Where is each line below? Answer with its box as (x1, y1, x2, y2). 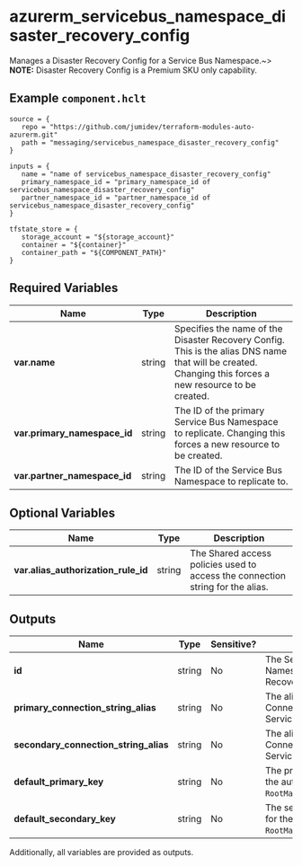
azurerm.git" (9, 130, 58, 139)
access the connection (190, 570, 286, 582)
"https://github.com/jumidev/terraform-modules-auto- (49, 122, 255, 131)
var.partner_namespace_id (13, 469, 132, 482)
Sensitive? (210, 638, 257, 650)
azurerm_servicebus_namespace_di (9, 6, 286, 27)
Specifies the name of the (173, 322, 283, 334)
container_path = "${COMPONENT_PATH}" (21, 248, 167, 257)
